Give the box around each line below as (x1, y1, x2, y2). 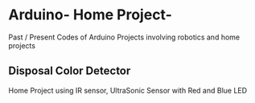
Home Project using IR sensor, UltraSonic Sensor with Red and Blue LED (8, 85, 248, 95)
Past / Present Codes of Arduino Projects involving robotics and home (8, 32, 241, 42)
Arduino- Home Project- (8, 6, 173, 24)
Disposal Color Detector (8, 64, 131, 78)
